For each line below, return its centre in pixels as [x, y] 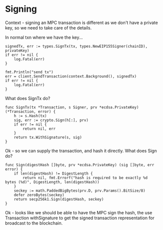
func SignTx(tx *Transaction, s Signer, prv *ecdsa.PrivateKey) [72, 107]
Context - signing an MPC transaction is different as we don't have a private [81, 23]
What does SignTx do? [28, 98]
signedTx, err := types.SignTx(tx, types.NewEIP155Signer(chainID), [76, 46]
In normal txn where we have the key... [44, 37]
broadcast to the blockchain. [34, 223]
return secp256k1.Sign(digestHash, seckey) [59, 199]
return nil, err [39, 128]
